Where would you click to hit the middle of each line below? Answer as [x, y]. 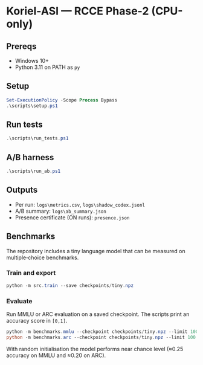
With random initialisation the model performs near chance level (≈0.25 [95, 349]
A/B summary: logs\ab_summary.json [61, 211]
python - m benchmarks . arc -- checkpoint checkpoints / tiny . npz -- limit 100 [101, 337]
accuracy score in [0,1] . [37, 321]
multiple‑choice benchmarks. [43, 257]
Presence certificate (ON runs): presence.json [72, 217]
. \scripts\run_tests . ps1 [37, 138]
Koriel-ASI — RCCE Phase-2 [78, 11]
